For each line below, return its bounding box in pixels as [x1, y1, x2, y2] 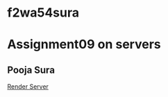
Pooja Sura [7, 64, 56, 76]
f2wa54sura [7, 5, 80, 21]
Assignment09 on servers [7, 37, 161, 53]
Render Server [7, 82, 49, 91]
